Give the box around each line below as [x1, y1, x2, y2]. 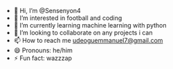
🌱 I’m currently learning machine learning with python [13, 21, 167, 29]
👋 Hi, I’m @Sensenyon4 [13, 7, 81, 14]
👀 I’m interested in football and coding [13, 14, 122, 22]
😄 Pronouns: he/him [13, 46, 73, 55]
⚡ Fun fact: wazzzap [13, 54, 73, 62]
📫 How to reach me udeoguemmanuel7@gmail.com [13, 37, 163, 44]
